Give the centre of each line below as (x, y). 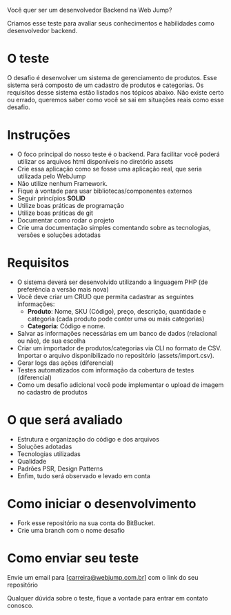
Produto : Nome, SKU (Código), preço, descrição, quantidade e (117, 311)
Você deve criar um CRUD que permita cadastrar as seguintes (106, 296)
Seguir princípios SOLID (51, 198)
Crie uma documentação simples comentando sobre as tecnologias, (114, 227)
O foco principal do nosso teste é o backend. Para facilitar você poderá (118, 154)
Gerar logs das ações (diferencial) (66, 363)
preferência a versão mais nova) (63, 289)
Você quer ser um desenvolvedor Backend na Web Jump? (90, 10)
